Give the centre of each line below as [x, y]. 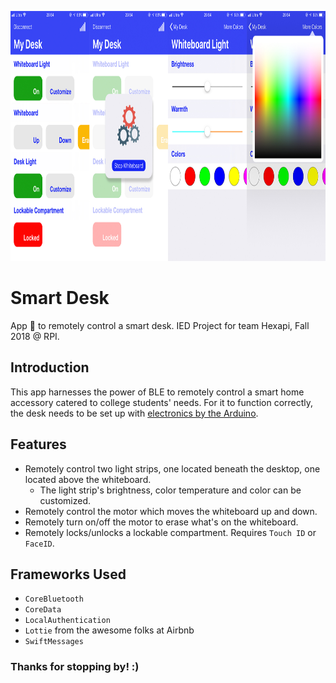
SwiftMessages [54, 642]
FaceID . [39, 543]
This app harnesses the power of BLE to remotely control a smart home [157, 392]
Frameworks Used [68, 574]
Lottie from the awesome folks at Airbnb [109, 630]
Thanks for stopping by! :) [75, 667]
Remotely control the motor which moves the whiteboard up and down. [171, 511]
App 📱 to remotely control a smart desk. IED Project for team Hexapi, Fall [160, 325]
